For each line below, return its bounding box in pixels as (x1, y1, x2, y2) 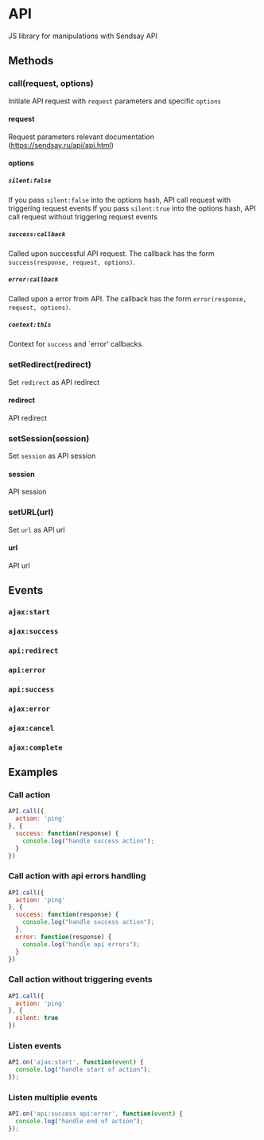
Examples (8, 765, 58, 779)
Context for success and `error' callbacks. (8, 339, 145, 349)
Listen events (8, 1041, 62, 1052)
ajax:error (8, 704, 50, 713)
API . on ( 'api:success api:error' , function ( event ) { (8, 1110, 183, 1118)
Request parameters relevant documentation (8, 132, 155, 142)
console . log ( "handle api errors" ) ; (22, 940, 141, 948)
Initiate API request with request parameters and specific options (8, 96, 222, 106)
